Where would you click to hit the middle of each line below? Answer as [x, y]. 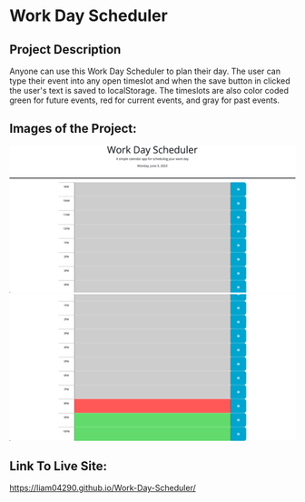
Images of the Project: [74, 129]
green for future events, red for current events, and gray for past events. [144, 100]
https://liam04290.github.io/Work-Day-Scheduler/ [103, 488]
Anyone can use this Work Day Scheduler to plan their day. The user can [145, 71]
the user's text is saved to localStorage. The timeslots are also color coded [149, 90]
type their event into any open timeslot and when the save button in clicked [150, 81]
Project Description [65, 50]
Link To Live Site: [58, 466]
